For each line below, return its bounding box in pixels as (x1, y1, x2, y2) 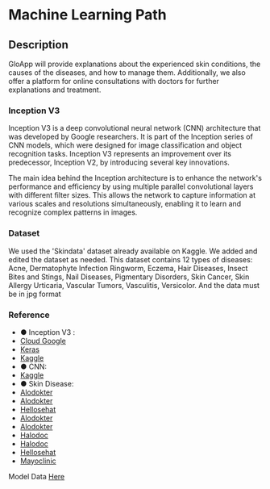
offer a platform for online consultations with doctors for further (8, 77, 220, 86)
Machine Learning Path (8, 6, 167, 24)
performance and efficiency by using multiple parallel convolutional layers (8, 182, 254, 191)
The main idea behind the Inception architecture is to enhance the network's (8, 173, 262, 183)
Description (8, 38, 69, 52)
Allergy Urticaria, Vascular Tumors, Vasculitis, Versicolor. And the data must (8, 280, 260, 290)
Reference (8, 309, 50, 320)
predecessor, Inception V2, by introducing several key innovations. (8, 157, 230, 167)
